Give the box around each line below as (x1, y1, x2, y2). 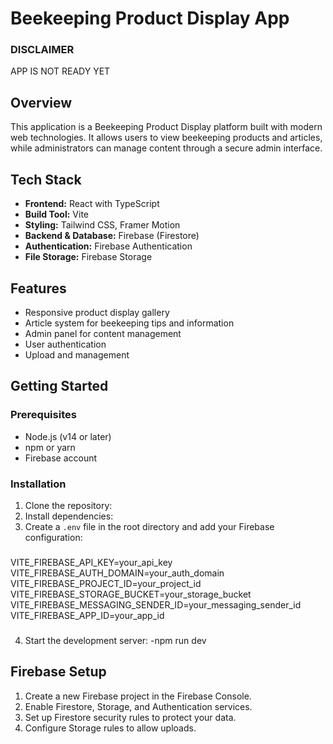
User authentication (24, 338, 107, 350)
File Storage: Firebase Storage (24, 251, 153, 263)
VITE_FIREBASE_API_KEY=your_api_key (10, 556, 173, 568)
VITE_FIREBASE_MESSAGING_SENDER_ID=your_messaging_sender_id (10, 598, 302, 611)
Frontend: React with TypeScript (24, 198, 160, 210)
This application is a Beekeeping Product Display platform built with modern (10, 121, 323, 133)
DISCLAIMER (10, 43, 75, 57)
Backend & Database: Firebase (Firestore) (24, 230, 200, 242)
